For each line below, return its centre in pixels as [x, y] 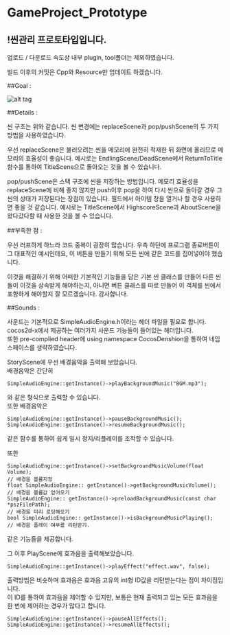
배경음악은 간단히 [30, 371]
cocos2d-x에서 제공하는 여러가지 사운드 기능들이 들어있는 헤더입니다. [100, 330]
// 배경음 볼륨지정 [30, 479]
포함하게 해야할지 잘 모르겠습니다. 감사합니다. [68, 294]
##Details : [22, 112]
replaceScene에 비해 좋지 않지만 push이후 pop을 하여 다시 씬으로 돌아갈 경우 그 [115, 190]
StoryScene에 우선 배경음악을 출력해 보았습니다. [72, 362]
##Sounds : [23, 308]
